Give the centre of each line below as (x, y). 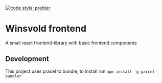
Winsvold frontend (46, 29)
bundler (14, 76)
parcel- (149, 72)
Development (27, 59)
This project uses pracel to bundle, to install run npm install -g (72, 71)
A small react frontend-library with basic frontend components (71, 43)
